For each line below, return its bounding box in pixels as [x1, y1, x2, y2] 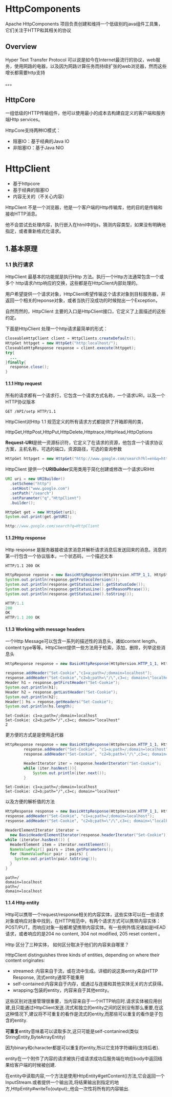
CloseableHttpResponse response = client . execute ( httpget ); [5, 345, 137, 351]
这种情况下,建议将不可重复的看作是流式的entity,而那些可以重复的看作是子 [5, 1011, 159, 1017]
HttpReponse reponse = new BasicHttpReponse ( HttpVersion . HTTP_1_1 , [5, 572, 153, 578]
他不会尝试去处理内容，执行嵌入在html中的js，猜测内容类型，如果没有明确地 [5, 221, 166, 227]
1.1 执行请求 [5, 261, 34, 268]
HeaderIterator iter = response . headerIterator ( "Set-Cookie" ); [24, 761, 161, 766]
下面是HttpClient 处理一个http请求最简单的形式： [5, 325, 109, 332]
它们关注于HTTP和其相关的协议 [5, 27, 72, 33]
